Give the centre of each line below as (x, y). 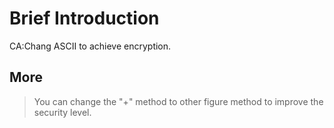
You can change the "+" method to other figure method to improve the (178, 101)
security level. (62, 112)
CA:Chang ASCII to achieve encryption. (90, 46)
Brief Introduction (84, 18)
